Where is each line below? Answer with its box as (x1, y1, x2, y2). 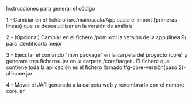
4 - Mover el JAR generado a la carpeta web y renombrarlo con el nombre (6, 81, 185, 88)
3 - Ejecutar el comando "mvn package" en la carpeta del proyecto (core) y (6, 51, 188, 58)
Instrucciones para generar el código (6, 5, 95, 12)
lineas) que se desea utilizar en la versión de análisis (6, 23, 133, 29)
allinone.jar (6, 70, 33, 77)
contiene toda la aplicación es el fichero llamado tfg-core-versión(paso (6, 64, 177, 71)
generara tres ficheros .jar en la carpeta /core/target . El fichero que (6, 58, 170, 64)
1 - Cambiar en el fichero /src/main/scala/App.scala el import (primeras (6, 16, 177, 23)
